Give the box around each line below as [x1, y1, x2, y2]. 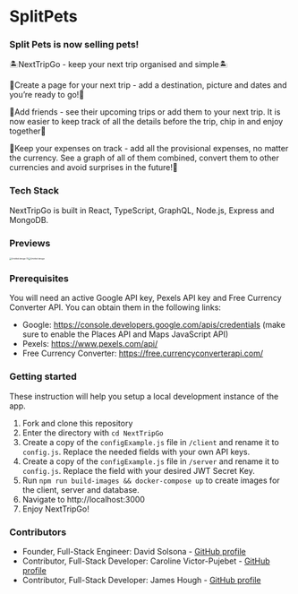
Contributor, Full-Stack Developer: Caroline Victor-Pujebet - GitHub [21, 555, 270, 566]
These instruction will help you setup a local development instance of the [9, 391, 279, 401]
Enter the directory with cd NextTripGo [21, 427, 164, 438]
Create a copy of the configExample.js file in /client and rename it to [21, 436, 279, 447]
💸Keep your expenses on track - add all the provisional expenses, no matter [9, 143, 289, 154]
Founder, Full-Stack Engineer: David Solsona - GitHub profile [21, 546, 246, 556]
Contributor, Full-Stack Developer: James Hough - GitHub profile [21, 574, 261, 585]
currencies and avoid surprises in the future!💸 [9, 162, 178, 173]
